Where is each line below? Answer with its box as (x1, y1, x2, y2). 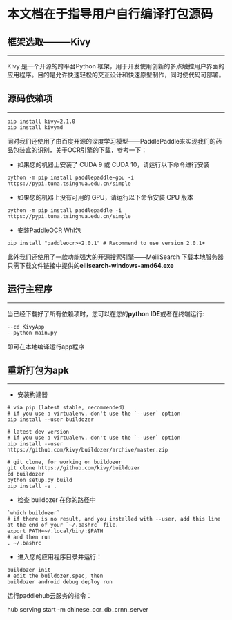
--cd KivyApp (7, 323, 45, 330)
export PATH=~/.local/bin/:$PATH (7, 527, 104, 535)
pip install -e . (7, 483, 57, 490)
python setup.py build (7, 477, 72, 484)
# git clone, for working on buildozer (7, 458, 122, 466)
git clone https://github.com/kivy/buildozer (7, 465, 140, 472)
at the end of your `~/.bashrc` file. (7, 522, 119, 529)
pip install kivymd (7, 124, 64, 131)
